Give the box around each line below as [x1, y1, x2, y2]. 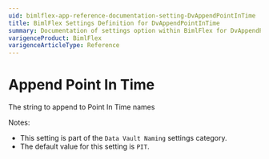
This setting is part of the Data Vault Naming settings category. [19, 133, 227, 143]
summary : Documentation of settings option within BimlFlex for [8, 26, 227, 34]
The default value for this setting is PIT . [19, 141, 150, 152]
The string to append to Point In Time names [8, 102, 155, 112]
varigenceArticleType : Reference [8, 42, 120, 50]
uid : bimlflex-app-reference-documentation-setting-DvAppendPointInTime [8, 11, 256, 20]
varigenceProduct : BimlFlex [8, 34, 102, 42]
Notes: [8, 117, 30, 128]
